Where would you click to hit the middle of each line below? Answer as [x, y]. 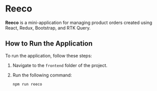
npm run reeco [27, 84]
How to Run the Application [49, 44]
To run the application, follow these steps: [49, 55]
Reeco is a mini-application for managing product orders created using [79, 22]
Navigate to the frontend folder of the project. [60, 65]
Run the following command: [42, 75]
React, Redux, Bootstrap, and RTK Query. [48, 27]
